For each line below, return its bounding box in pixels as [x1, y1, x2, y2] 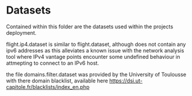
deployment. [6, 29, 37, 36]
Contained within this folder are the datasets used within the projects [6, 23, 174, 30]
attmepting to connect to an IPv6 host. [6, 59, 99, 67]
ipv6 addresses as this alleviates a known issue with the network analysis [6, 47, 184, 54]
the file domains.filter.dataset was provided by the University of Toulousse [6, 71, 187, 78]
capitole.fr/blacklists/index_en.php [6, 83, 90, 90]
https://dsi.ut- [109, 77, 143, 84]
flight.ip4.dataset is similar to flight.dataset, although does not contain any [6, 41, 186, 48]
